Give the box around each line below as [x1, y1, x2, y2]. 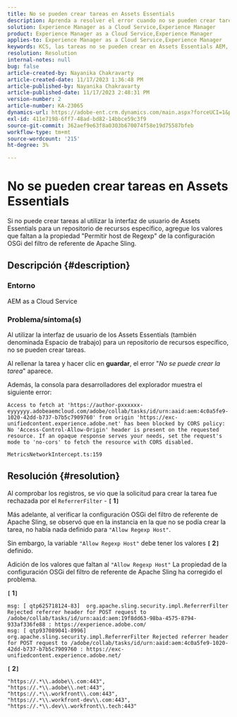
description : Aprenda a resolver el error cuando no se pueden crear [7, 17, 217, 24]
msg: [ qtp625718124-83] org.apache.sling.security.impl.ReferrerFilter [7, 602, 229, 610]
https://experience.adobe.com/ [54, 621, 147, 628]
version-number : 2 [7, 96, 61, 103]
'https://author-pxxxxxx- [67, 402, 143, 409]
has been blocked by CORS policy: [123, 420, 226, 427]
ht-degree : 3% [7, 142, 49, 149]
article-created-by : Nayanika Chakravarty [7, 69, 134, 76]
